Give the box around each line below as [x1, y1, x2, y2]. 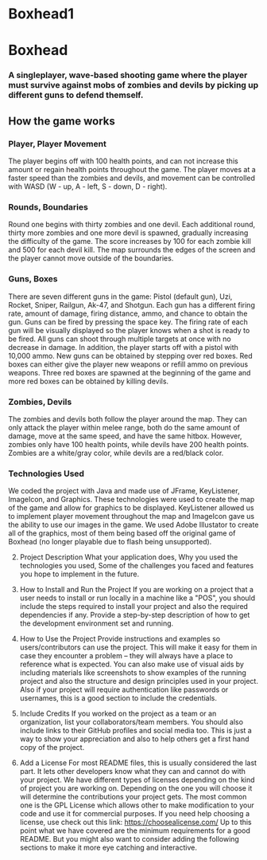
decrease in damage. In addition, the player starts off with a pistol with [8, 342, 238, 351]
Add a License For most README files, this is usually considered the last [19, 758, 257, 768]
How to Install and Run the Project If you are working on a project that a [19, 585, 254, 595]
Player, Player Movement [8, 138, 107, 149]
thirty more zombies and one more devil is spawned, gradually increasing [8, 228, 249, 238]
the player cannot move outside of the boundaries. [8, 253, 174, 263]
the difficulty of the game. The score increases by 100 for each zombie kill [8, 237, 252, 246]
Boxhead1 [8, 5, 74, 23]
